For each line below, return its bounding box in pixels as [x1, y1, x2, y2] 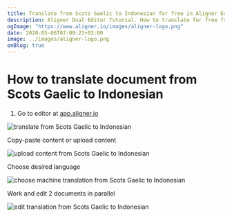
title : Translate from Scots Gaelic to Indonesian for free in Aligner [7, 10, 217, 17]
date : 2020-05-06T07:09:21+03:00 [7, 29, 104, 37]
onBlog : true [7, 42, 45, 49]
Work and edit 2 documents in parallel [7, 189, 115, 197]
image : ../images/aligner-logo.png [7, 36, 110, 43]
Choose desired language [7, 163, 81, 171]
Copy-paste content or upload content [7, 136, 117, 144]
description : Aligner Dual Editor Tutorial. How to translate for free [7, 17, 217, 23]
